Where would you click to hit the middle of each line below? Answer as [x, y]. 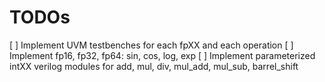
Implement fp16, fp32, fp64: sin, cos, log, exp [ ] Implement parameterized [162, 55]
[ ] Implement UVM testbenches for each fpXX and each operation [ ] [151, 45]
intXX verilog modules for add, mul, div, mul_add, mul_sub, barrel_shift [154, 66]
